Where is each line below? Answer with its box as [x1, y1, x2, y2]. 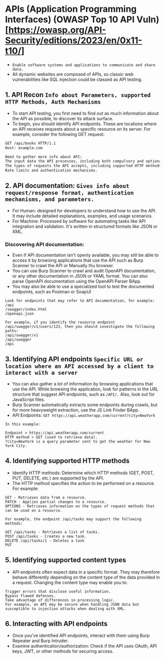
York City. [5, 443, 27, 448]
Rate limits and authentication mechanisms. [5, 168, 98, 173]
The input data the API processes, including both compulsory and [5, 159, 144, 164]
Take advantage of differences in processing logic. [5, 597, 115, 602]
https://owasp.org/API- [8, 25, 107, 35]
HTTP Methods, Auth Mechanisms [5, 99, 101, 105]
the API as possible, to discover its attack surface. [12, 115, 114, 121]
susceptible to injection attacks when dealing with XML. [5, 606, 126, 611]
